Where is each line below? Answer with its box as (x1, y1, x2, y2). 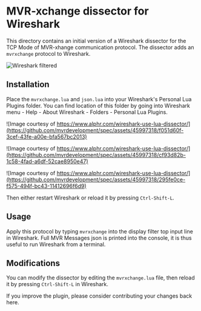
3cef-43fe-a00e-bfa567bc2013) (6, 133, 87, 140)
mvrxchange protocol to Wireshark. (6, 50, 91, 57)
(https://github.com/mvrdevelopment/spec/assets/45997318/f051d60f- (6, 126, 184, 134)
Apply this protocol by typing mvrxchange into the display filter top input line (6, 227, 194, 235)
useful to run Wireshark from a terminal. (6, 241, 106, 248)
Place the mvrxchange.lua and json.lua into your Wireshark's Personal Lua (6, 95, 192, 102)
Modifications (6, 258, 61, 268)
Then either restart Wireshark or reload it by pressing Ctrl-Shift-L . (6, 194, 174, 201)
